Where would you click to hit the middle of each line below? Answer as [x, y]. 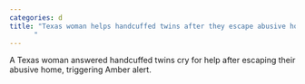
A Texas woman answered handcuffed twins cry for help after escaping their [152, 61]
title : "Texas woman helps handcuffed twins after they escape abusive [148, 26]
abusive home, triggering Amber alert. [80, 70]
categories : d [36, 18]
